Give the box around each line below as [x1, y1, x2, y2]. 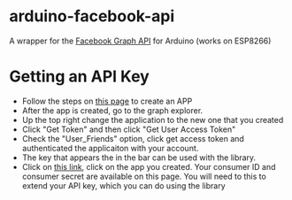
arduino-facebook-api [9, 6, 175, 27]
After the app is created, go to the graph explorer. [21, 104, 204, 116]
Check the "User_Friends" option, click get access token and [21, 133, 245, 143]
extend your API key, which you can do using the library [21, 180, 226, 191]
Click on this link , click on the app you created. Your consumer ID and [21, 161, 276, 172]
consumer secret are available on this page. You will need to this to [21, 171, 267, 181]
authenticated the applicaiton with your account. [21, 142, 199, 153]
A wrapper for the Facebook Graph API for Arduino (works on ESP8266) [9, 35, 272, 46]
